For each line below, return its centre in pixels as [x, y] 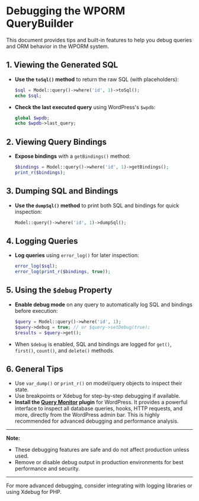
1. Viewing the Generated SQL [62, 65]
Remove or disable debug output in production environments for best [99, 462]
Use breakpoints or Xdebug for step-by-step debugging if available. [97, 396]
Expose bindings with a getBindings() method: [73, 156]
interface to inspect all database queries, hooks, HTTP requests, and [99, 408]
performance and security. [47, 469]
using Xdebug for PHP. [34, 492]
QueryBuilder [40, 23]
